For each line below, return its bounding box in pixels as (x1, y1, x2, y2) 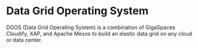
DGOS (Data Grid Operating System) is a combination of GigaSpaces (6, 24, 175, 31)
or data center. (6, 36, 42, 43)
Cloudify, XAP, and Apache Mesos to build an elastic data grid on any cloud (6, 30, 193, 37)
